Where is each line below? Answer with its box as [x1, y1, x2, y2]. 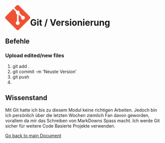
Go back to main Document [5, 132, 61, 138]
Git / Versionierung [30, 17, 111, 28]
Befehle [5, 37, 30, 45]
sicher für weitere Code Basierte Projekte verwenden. [5, 122, 116, 129]
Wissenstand [5, 93, 47, 102]
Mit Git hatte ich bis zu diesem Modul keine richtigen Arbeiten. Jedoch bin [5, 107, 158, 113]
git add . [12, 63, 30, 69]
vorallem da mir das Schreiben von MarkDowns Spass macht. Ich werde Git [5, 117, 160, 123]
